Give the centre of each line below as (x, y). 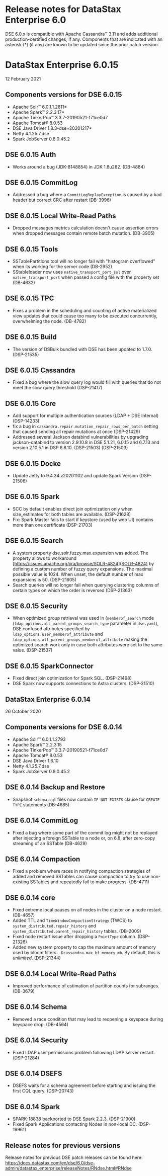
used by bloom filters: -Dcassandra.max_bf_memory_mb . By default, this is (86, 953)
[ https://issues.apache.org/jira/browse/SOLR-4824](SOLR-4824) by (83, 563)
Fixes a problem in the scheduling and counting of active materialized (85, 310)
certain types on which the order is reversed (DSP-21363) (72, 590)
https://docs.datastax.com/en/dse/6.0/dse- (50, 1163)
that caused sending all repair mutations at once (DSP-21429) (76, 432)
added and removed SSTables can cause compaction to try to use (81, 877)
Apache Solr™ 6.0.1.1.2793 (39, 739)
